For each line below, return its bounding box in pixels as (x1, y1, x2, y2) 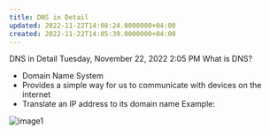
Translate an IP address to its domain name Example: (21, 99, 215, 109)
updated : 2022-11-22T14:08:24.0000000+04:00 (9, 21, 176, 30)
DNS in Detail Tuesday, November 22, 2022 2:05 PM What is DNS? (9, 54, 253, 64)
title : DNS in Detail (9, 12, 89, 22)
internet (21, 89, 51, 100)
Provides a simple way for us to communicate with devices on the (21, 80, 262, 91)
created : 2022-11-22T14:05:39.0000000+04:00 (9, 29, 176, 38)
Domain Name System (21, 71, 104, 81)
